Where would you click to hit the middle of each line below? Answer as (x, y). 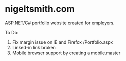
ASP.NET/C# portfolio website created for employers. (60, 23)
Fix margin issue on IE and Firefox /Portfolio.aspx (63, 42)
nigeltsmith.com (40, 9)
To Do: (12, 32)
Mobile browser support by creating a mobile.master (66, 53)
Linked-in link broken (34, 47)
